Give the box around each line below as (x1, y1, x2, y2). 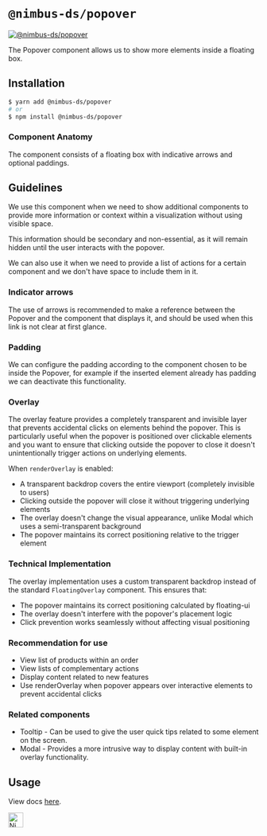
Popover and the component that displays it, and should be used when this (8, 313, 253, 322)
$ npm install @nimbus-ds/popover (8, 112, 123, 121)
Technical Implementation (8, 558, 111, 569)
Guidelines (8, 182, 63, 195)
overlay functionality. (19, 752, 89, 762)
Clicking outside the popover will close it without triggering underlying (19, 496, 250, 506)
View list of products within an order (19, 655, 139, 665)
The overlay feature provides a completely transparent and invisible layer (8, 415, 248, 424)
